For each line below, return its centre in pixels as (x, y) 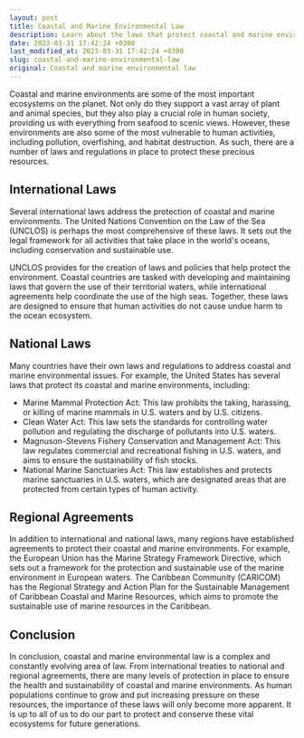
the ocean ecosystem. (51, 315)
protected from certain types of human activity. (110, 488)
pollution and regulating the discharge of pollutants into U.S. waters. (149, 431)
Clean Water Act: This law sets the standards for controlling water (145, 421)
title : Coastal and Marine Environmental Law (96, 26)
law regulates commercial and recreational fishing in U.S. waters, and (152, 450)
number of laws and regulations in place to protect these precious (132, 151)
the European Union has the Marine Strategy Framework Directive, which (146, 558)
